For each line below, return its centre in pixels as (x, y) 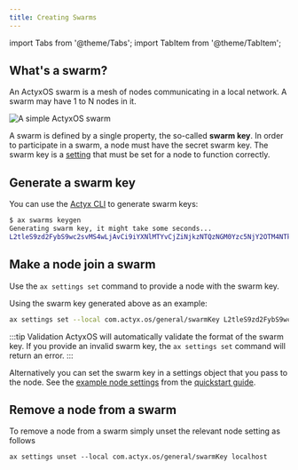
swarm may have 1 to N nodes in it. (73, 101)
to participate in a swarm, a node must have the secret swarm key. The (139, 145)
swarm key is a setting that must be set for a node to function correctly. (140, 155)
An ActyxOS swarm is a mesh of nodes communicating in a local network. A (148, 92)
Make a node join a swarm (82, 264)
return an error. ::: (41, 355)
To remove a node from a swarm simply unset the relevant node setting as (145, 431)
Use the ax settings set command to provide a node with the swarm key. (144, 286)
